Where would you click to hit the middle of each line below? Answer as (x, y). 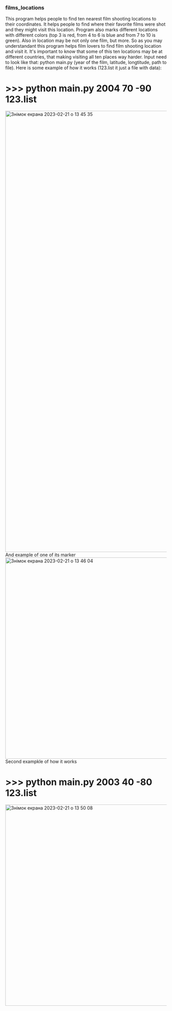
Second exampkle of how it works (41, 762)
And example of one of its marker (40, 555)
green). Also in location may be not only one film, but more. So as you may (84, 41)
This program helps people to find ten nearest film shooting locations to (81, 19)
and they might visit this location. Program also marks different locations (81, 30)
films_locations (25, 8)
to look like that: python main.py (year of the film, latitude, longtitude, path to (86, 63)
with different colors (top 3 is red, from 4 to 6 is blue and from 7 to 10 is (81, 35)
